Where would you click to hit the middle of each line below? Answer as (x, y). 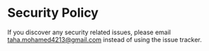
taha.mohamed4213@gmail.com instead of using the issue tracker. (104, 39)
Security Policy (53, 13)
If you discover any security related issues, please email (89, 32)
